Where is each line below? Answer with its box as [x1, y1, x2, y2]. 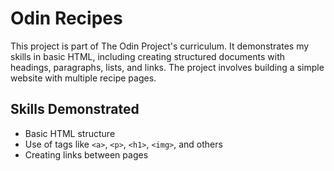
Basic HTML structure [24, 127, 116, 139]
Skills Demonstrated [10, 101, 140, 118]
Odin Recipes [10, 7, 123, 30]
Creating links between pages [24, 148, 149, 161]
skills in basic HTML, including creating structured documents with [10, 50, 285, 62]
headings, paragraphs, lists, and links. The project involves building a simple [10, 61, 325, 73]
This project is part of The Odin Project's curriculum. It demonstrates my [10, 40, 310, 52]
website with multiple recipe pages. [10, 72, 157, 84]
